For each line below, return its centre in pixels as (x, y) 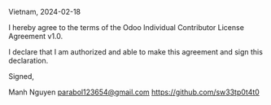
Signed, (21, 76)
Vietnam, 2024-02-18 (45, 12)
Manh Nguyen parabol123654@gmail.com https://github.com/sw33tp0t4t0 (134, 92)
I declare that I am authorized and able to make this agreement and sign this (135, 52)
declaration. (28, 61)
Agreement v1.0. (36, 36)
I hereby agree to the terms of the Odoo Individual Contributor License (126, 27)
